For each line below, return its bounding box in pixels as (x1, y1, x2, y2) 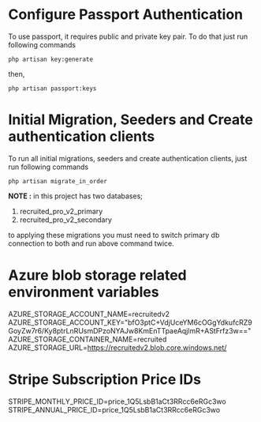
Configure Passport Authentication (8, 6, 243, 24)
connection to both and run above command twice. (8, 239, 175, 248)
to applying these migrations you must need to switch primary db (8, 230, 220, 239)
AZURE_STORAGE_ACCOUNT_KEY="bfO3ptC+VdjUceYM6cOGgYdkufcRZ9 (8, 318, 252, 327)
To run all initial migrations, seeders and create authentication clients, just (8, 153, 248, 163)
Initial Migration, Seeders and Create (8, 111, 254, 129)
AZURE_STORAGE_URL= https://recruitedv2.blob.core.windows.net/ (8, 342, 227, 352)
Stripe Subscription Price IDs (8, 371, 201, 388)
